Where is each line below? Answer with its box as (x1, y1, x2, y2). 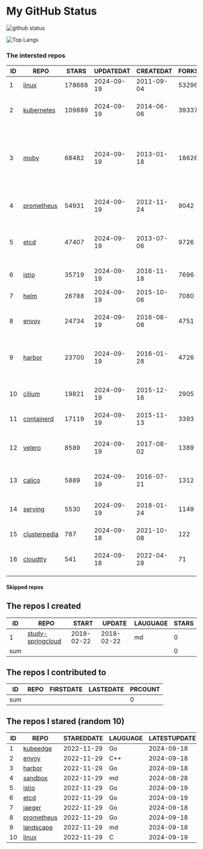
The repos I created (6, 601, 82, 611)
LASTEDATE (88, 685, 124, 694)
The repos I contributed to (6, 668, 107, 678)
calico (23, 476, 40, 485)
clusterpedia (23, 530, 59, 538)
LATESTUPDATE (149, 734, 196, 743)
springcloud (27, 637, 62, 645)
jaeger (23, 803, 42, 812)
